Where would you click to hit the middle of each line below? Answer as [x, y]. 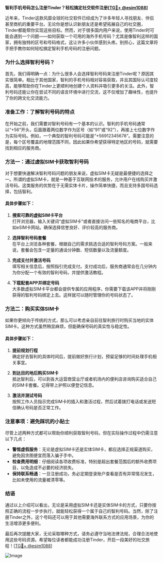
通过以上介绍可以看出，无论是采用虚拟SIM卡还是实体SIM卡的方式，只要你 [79, 505]
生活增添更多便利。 [24, 524]
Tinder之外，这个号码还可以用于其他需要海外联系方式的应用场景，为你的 [81, 517]
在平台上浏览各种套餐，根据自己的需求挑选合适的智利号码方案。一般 [80, 244]
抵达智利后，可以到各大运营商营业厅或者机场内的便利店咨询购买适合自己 [84, 379]
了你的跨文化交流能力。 [28, 98]
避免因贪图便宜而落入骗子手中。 [44, 455]
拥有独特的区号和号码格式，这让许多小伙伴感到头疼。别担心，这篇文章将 [86, 42]
